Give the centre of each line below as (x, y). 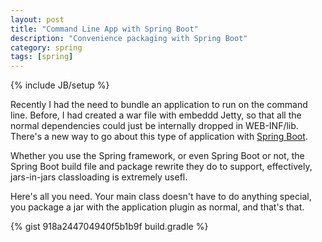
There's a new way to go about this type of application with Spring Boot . (159, 137)
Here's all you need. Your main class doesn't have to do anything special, (161, 197)
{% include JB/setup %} (60, 85)
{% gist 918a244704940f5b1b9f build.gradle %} (109, 227)
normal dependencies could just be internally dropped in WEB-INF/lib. (154, 126)
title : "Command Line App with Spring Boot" (104, 29)
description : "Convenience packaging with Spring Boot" (129, 38)
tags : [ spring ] (42, 57)
